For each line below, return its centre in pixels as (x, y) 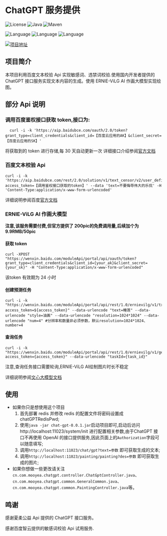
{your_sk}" (16, 268)
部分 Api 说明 (25, 105)
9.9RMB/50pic (21, 232)
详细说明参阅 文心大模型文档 (34, 377)
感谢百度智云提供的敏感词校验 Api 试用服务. (50, 529)
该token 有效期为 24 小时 (31, 277)
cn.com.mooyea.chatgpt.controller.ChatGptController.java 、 (76, 475)
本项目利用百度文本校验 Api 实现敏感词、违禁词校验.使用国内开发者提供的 (80, 74)
